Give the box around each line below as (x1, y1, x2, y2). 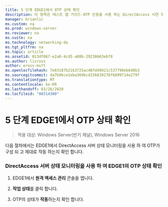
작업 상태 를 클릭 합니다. (12, 185, 58, 191)
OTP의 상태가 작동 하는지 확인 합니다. (12, 196, 84, 202)
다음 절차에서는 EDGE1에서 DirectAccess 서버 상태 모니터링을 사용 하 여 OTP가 (5, 142, 160, 148)
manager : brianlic (5, 17, 43, 22)
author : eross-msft (5, 63, 46, 68)
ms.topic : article (5, 49, 43, 54)
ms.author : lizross (5, 59, 46, 64)
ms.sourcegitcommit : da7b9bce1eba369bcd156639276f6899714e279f (5, 73, 140, 78)
